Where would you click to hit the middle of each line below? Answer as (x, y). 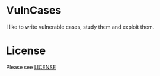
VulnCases (34, 10)
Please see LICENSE (31, 67)
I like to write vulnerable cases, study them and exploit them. (80, 27)
